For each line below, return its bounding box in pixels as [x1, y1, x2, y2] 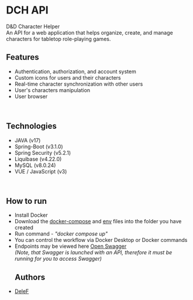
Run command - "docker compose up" [14, 230, 108, 237]
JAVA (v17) [14, 137, 41, 144]
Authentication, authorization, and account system [14, 68, 136, 75]
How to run [6, 196, 47, 206]
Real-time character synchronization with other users [14, 80, 143, 87]
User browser [14, 93, 48, 100]
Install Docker [14, 212, 48, 219]
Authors [14, 272, 46, 282]
